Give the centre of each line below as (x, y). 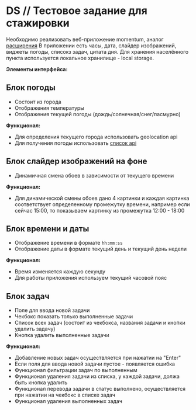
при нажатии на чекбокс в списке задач (65, 395)
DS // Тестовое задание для (77, 11)
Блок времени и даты (48, 229)
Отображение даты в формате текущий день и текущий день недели (101, 249)
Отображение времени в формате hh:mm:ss (68, 243)
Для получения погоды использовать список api (75, 143)
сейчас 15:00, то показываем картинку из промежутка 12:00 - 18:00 (99, 210)
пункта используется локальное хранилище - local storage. (80, 58)
